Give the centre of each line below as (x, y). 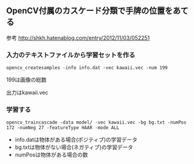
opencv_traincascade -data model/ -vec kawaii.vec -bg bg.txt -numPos (96, 122)
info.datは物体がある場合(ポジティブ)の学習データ (76, 140)
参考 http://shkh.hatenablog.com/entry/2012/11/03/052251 (78, 37)
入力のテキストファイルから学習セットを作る (71, 55)
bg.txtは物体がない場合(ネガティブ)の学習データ (74, 147)
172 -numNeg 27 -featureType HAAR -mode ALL (63, 128)
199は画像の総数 (26, 80)
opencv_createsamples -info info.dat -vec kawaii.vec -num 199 (87, 68)
